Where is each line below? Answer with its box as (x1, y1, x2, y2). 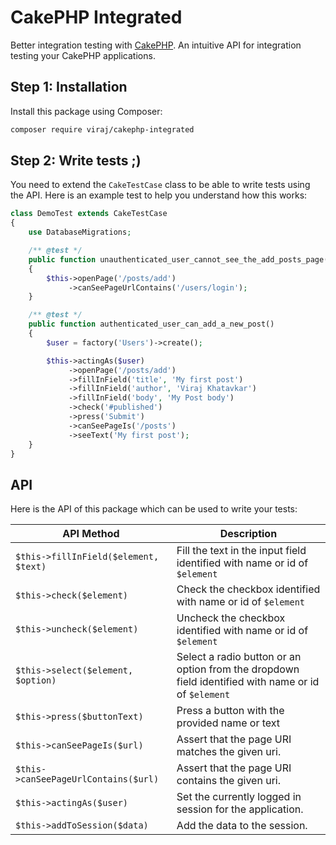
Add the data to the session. (176, 819, 308, 833)
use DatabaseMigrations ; (28, 227, 132, 238)
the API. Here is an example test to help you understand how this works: (10, 189, 308, 201)
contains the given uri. (176, 774, 281, 788)
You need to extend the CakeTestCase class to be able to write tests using (10, 179, 311, 191)
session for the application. (176, 802, 304, 816)
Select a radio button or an (176, 650, 302, 664)
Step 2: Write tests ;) (10, 152, 142, 170)
